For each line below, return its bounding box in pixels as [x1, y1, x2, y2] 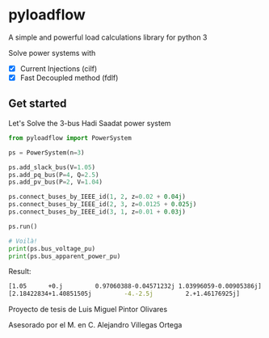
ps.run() [8, 222, 38, 230]
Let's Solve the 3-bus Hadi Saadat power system [8, 118, 171, 128]
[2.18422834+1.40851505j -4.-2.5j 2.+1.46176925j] [8, 289, 241, 298]
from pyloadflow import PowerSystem [8, 133, 132, 142]
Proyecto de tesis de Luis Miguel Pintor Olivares [8, 305, 168, 315]
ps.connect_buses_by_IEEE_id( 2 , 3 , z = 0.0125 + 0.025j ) [8, 201, 197, 209]
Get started [8, 97, 67, 111]
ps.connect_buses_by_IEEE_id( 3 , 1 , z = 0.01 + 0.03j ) [8, 208, 186, 216]
